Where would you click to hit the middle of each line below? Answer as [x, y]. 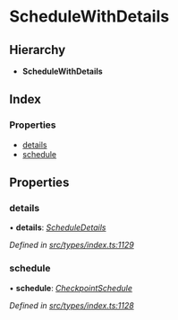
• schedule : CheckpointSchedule [71, 288]
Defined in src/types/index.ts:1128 [72, 305]
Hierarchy [38, 50]
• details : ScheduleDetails [58, 227]
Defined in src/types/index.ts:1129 [72, 245]
